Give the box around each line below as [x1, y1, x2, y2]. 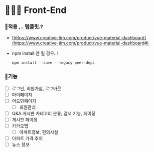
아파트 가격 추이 [11, 136, 43, 142]
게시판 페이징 [11, 117, 38, 123]
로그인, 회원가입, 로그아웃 [11, 85, 62, 91]
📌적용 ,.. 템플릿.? [4, 23, 43, 30]
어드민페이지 [11, 98, 37, 104]
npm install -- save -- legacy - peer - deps [11, 60, 95, 65]
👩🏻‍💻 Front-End [4, 4, 67, 16]
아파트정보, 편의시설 [19, 129, 58, 135]
